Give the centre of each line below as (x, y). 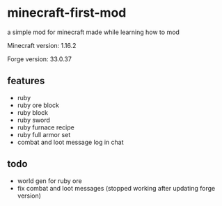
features (26, 81)
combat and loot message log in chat (70, 142)
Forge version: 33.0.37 (39, 59)
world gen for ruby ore (49, 181)
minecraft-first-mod (67, 13)
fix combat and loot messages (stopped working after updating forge (116, 188)
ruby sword (34, 120)
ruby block (33, 112)
